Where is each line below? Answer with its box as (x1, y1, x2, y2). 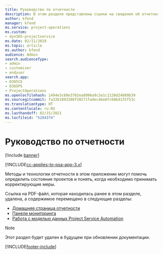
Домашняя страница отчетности (12, 205, 81, 211)
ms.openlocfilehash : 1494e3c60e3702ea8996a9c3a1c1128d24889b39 (5, 93, 136, 97)
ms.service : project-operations (5, 25, 70, 30)
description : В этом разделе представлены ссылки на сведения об (5, 12, 140, 16)
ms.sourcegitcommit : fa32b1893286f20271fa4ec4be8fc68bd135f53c (5, 97, 136, 102)
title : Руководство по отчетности (5, 7, 75, 12)
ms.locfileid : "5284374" (5, 115, 55, 120)
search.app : (5, 75, 29, 79)
